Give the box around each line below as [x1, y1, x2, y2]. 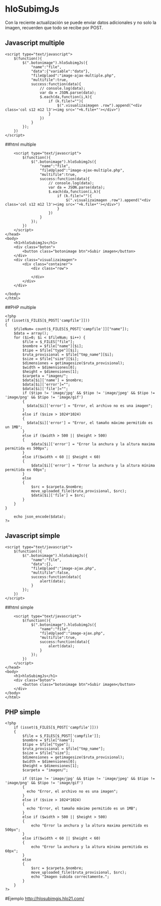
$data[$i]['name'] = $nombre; [22, 378, 83, 383]
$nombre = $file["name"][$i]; [22, 344, 83, 348]
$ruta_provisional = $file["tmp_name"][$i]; [22, 352, 114, 357]
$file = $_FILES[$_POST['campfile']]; [22, 733, 101, 739]
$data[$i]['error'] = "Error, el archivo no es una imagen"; [26, 403, 153, 408]
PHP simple [5, 708, 40, 716]
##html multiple [5, 141, 36, 147]
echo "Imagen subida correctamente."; [31, 874, 110, 879]
